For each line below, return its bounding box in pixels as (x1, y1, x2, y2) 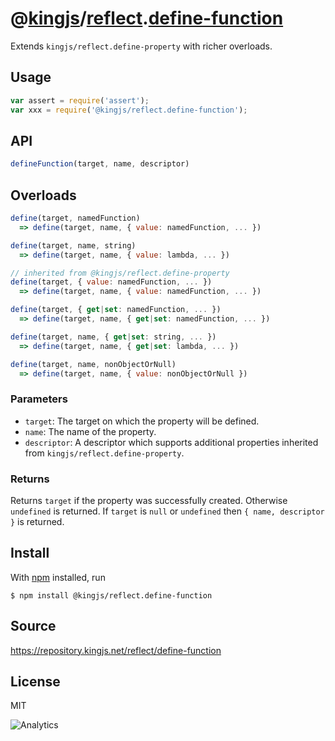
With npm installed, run (10, 571, 106, 583)
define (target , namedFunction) (10, 213, 141, 223)
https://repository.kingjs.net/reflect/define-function (10, 644, 222, 656)
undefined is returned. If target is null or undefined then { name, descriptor (10, 505, 325, 517)
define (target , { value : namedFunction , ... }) (10, 277, 213, 287)
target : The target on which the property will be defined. (24, 415, 260, 427)
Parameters (10, 392, 68, 406)
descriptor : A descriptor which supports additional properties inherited (24, 436, 319, 448)
